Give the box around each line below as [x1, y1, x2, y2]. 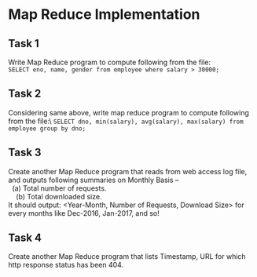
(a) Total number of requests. [11, 183, 107, 193]
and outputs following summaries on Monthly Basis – [8, 175, 179, 184]
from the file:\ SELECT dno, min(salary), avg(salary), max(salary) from [8, 116, 244, 126]
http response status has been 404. [8, 261, 124, 270]
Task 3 [8, 146, 42, 159]
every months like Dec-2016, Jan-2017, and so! [8, 208, 160, 217]
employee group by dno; [8, 124, 86, 133]
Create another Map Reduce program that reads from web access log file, [8, 166, 248, 176]
